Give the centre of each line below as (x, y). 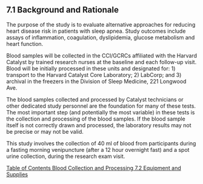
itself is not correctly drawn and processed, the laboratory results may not (99, 125)
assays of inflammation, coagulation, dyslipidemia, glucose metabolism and (101, 37)
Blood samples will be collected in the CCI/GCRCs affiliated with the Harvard (102, 55)
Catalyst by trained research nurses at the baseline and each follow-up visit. (101, 62)
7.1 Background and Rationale (63, 10)
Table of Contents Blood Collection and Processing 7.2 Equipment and (94, 168)
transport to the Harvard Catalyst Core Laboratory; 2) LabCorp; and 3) (94, 74)
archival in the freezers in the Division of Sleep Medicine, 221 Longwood (96, 81)
